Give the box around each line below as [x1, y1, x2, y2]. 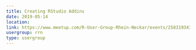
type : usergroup [6, 35, 45, 41]
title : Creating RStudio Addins [6, 8, 85, 14]
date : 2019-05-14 [6, 14, 48, 20]
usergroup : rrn [6, 30, 43, 36]
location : [6, 19, 30, 25]
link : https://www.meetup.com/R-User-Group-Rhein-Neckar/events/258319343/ [6, 24, 194, 30]
